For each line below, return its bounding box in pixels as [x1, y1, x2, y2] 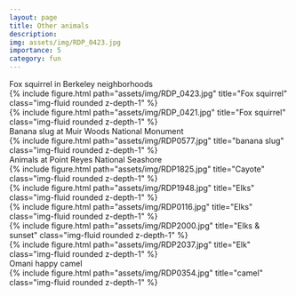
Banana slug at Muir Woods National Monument [9, 126, 184, 136]
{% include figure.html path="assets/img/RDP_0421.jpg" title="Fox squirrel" [9, 108, 286, 117]
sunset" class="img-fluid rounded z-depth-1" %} [9, 230, 188, 240]
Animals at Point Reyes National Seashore [9, 155, 163, 164]
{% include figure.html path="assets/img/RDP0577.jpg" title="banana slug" [9, 135, 284, 146]
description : [9, 29, 58, 38]
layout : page [9, 12, 58, 22]
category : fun [9, 54, 62, 63]
